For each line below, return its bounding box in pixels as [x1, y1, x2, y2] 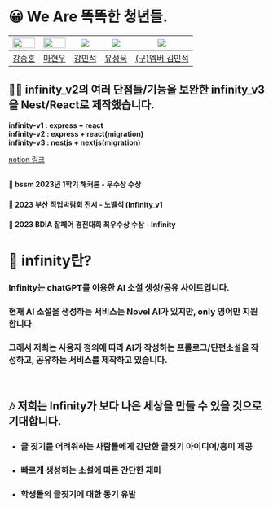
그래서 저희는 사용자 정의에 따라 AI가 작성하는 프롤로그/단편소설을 [8, 343, 249, 354]
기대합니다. [8, 414, 62, 428]
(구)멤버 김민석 [134, 52, 189, 63]
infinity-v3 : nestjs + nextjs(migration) [8, 138, 141, 147]
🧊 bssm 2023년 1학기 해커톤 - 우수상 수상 [8, 180, 142, 190]
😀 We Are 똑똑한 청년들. [8, 7, 169, 26]
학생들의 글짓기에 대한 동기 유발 [20, 488, 137, 500]
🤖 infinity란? [8, 251, 92, 269]
